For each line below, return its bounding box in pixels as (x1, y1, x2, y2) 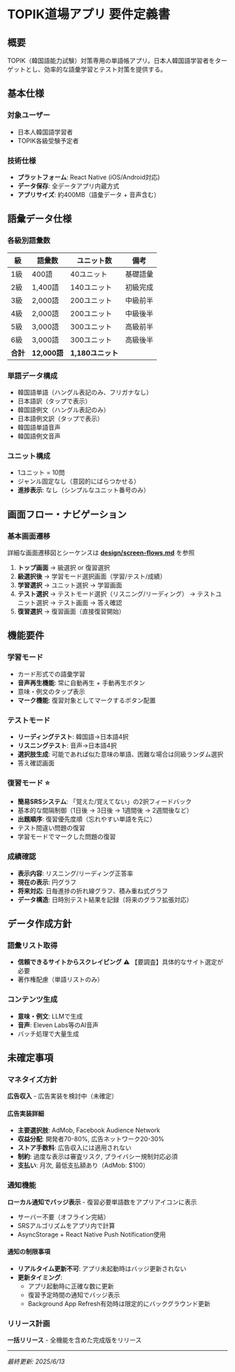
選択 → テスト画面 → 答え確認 (36, 598, 122, 606)
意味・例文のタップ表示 (17, 687, 85, 695)
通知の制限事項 (7, 1247, 50, 1256)
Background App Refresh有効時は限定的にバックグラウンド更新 (27, 1299, 211, 1308)
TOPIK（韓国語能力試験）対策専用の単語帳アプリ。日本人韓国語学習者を (7, 57, 215, 64)
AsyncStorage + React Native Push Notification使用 (17, 1230, 166, 1238)
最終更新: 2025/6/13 (7, 1357, 65, 1366)
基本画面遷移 (7, 531, 51, 541)
